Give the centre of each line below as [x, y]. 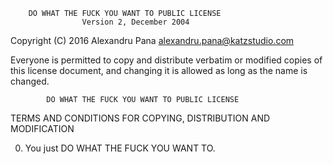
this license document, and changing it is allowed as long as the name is [159, 70]
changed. [30, 81]
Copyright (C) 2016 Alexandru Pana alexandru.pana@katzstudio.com [152, 40]
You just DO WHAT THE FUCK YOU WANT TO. [120, 148]
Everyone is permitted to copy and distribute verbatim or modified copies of [166, 60]
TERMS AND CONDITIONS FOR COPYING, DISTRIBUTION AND [140, 118]
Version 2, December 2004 [135, 22]
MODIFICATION [42, 128]
